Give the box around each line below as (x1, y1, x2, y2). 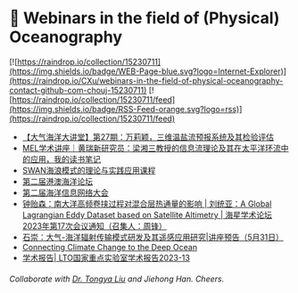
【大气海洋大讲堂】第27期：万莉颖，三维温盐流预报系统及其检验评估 (21, 131, 275, 142)
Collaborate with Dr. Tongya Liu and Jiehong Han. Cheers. (9, 273, 225, 284)
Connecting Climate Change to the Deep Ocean (21, 241, 198, 252)
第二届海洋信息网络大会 (21, 187, 109, 198)
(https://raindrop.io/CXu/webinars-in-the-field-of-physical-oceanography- (9, 75, 284, 85)
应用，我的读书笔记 (29, 153, 101, 164)
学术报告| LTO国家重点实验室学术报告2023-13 (21, 252, 190, 263)
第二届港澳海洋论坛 (21, 175, 94, 186)
